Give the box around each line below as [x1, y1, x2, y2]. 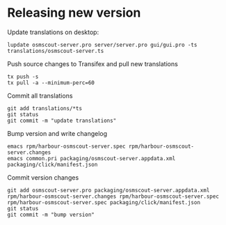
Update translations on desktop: [7, 28, 99, 36]
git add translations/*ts [7, 104, 82, 112]
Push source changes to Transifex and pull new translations [7, 59, 179, 68]
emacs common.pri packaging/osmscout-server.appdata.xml [7, 155, 176, 162]
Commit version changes [7, 173, 79, 182]
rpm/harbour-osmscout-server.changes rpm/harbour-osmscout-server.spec [7, 193, 219, 200]
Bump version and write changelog [7, 129, 108, 137]
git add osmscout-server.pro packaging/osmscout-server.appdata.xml [7, 187, 210, 194]
